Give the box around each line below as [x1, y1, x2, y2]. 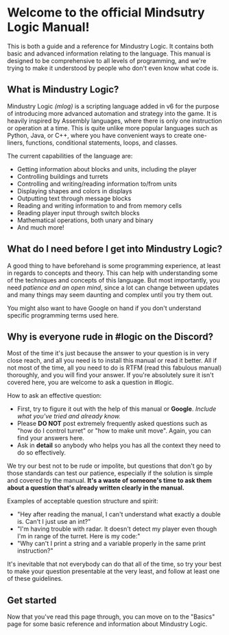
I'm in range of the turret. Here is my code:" [16, 532, 141, 540]
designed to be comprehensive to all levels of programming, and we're [7, 56, 207, 64]
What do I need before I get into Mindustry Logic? [7, 243, 223, 255]
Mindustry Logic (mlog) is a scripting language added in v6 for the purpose [7, 101, 219, 110]
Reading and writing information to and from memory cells [16, 201, 182, 210]
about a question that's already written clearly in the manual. [7, 483, 185, 492]
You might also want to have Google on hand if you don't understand [7, 304, 202, 312]
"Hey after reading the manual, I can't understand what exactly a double [16, 510, 221, 518]
